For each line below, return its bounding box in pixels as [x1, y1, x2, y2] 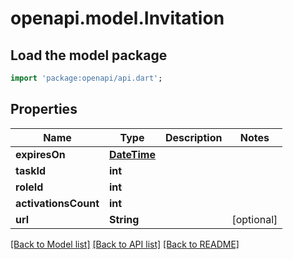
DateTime [108, 147, 156, 161]
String [108, 212, 140, 226]
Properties [10, 101, 78, 118]
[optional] [231, 212, 278, 226]
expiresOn [15, 147, 66, 161]
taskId [15, 163, 47, 177]
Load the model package [10, 47, 168, 64]
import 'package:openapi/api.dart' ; [10, 73, 163, 83]
